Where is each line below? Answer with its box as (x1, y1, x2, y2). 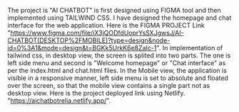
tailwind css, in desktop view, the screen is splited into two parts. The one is (7, 51, 231, 60)
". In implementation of (156, 44, 223, 52)
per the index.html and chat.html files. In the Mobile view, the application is (7, 67, 227, 74)
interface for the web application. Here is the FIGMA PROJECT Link (7, 21, 205, 29)
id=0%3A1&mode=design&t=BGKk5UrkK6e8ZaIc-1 (7, 44, 157, 52)
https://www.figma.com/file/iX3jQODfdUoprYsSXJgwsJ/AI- (10, 28, 184, 37)
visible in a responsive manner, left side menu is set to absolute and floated (7, 74, 228, 82)
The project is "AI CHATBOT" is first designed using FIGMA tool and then (7, 6, 221, 14)
